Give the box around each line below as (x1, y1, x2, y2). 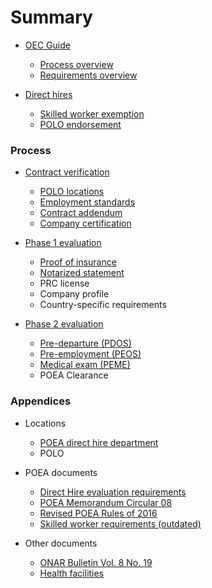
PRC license (39, 277, 90, 290)
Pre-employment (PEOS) (39, 348, 142, 360)
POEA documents (24, 466, 98, 478)
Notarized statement (39, 267, 125, 279)
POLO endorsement (39, 118, 122, 130)
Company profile (39, 288, 110, 300)
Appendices (10, 394, 72, 408)
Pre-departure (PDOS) (39, 337, 132, 350)
